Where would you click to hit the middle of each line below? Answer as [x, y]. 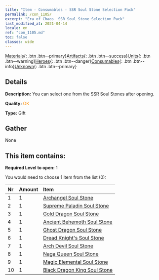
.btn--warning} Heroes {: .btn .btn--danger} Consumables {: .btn [68, 61]
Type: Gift [15, 113]
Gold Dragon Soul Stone [71, 214]
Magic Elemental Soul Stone [75, 262]
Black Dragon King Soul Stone [78, 270]
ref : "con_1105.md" [25, 33]
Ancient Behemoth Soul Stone [78, 222]
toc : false [16, 38]
